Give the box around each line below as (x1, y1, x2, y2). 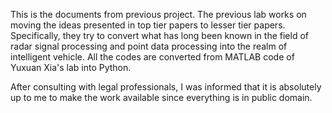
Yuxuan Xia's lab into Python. (10, 62, 132, 73)
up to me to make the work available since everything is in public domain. (10, 92, 313, 103)
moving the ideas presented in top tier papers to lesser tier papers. (10, 19, 286, 31)
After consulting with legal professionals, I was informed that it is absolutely (10, 81, 322, 93)
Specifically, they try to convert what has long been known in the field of (10, 30, 309, 41)
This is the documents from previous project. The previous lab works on (10, 9, 307, 20)
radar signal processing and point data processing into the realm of (10, 40, 288, 52)
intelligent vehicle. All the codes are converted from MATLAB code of (10, 51, 295, 63)
